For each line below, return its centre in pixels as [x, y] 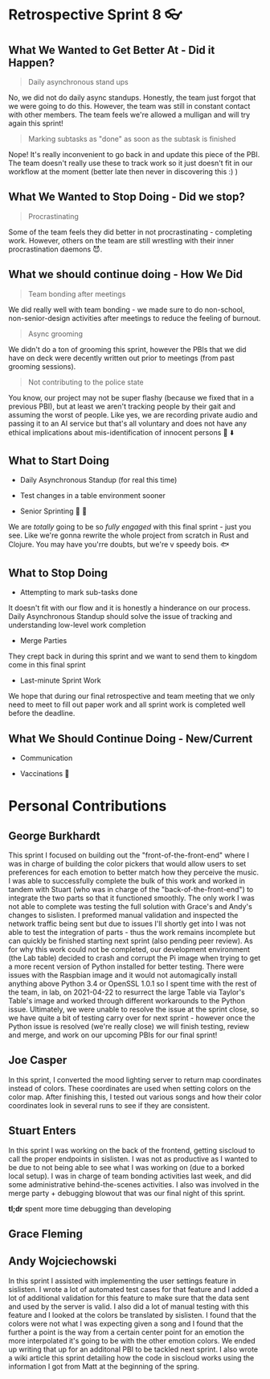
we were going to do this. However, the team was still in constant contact [129, 106]
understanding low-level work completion [77, 625]
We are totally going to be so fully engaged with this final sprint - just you [130, 527]
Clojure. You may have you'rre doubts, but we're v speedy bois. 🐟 [119, 545]
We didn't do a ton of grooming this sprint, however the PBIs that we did [127, 349]
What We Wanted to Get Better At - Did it [112, 50]
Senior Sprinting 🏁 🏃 [53, 511]
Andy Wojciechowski [63, 1261]
